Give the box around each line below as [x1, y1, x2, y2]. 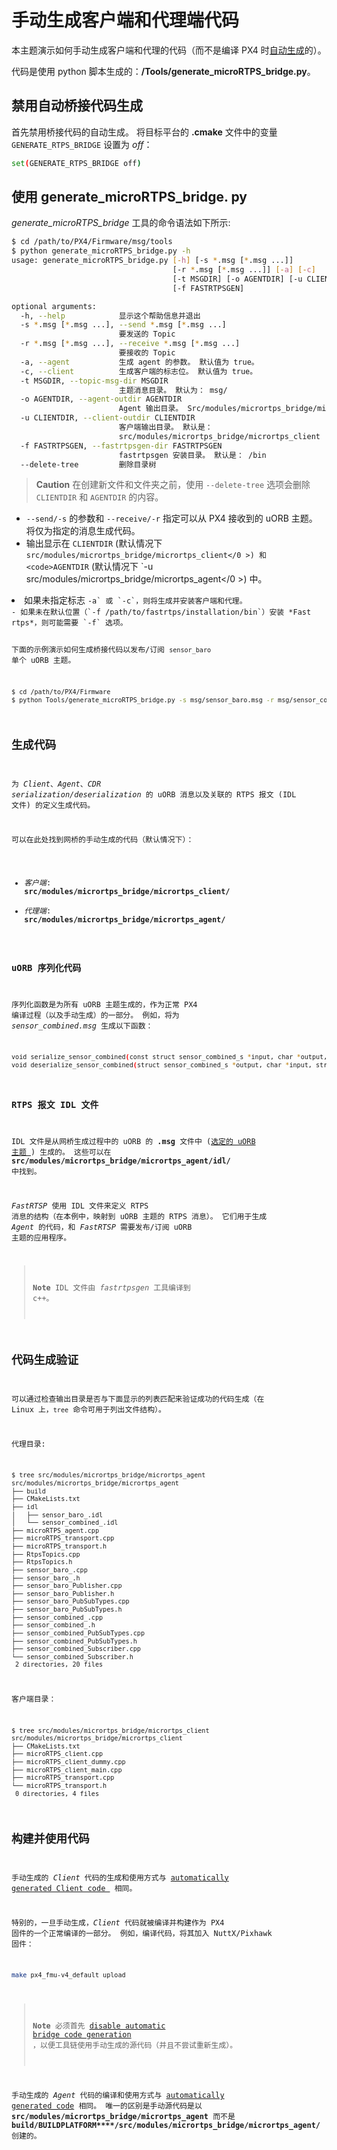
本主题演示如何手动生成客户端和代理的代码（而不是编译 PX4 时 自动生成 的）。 [11, 44, 327, 56]
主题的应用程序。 [11, 1232, 72, 1243]
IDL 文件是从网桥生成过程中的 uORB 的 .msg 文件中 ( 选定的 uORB [11, 1136, 256, 1146]
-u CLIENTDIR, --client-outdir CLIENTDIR [20, 413, 196, 423]
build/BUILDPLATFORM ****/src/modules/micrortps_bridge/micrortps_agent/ [11, 2121, 321, 2131]
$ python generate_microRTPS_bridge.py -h [11, 246, 191, 256]
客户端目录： [11, 1694, 57, 1704]
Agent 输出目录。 [118, 404, 184, 414]
